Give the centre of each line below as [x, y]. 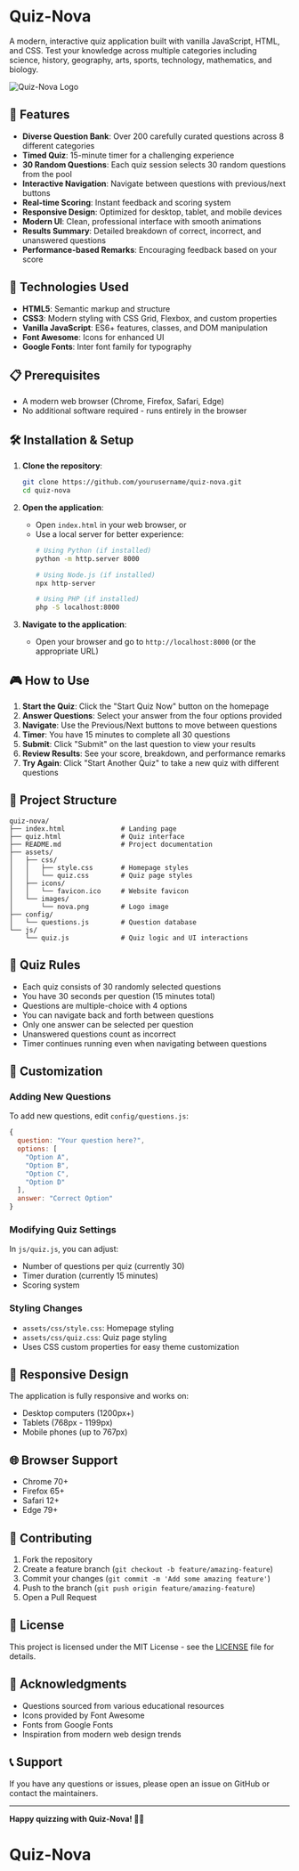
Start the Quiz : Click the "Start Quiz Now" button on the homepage [145, 706]
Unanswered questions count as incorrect [99, 1034]
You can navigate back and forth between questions [118, 1015]
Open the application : [63, 507]
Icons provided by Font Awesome [83, 1715]
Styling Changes [46, 1308]
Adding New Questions [60, 1096]
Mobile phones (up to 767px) [75, 1432]
